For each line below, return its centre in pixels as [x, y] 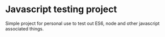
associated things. [25, 28]
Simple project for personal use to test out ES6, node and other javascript [82, 23]
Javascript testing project [61, 9]
